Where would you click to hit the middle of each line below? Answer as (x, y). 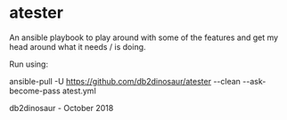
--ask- (254, 81)
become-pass (35, 91)
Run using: (29, 64)
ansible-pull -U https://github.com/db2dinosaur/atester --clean (125, 81)
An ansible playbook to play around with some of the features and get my (144, 37)
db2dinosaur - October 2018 (61, 108)
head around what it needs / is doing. (78, 46)
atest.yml (79, 91)
